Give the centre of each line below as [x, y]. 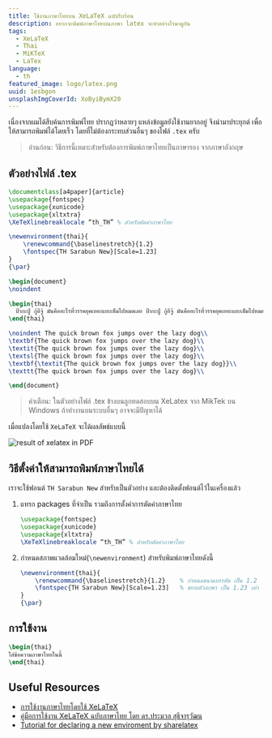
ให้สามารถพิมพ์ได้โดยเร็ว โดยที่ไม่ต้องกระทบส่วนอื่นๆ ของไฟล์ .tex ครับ [104, 131]
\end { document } [34, 386]
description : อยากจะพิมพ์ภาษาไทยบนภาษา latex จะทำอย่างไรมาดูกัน [100, 24]
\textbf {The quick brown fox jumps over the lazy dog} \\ [106, 341]
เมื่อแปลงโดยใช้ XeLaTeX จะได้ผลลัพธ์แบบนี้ [67, 427]
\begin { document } [38, 281]
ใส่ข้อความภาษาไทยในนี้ [35, 654]
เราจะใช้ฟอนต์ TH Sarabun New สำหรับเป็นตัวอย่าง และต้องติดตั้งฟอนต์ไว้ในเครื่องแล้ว [125, 488]
